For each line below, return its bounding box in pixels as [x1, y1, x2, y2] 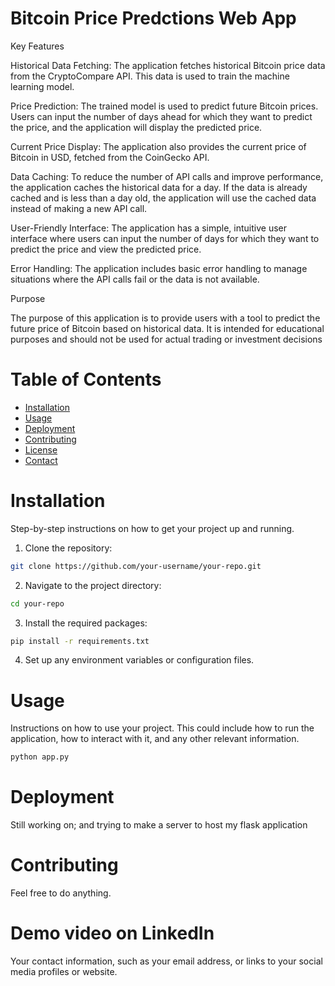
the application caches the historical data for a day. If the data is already [10, 181, 308, 193]
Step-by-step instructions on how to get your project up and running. [10, 522, 295, 534]
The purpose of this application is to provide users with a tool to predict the [10, 312, 321, 324]
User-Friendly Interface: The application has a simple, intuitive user [10, 222, 287, 234]
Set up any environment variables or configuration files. [24, 654, 255, 666]
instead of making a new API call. [10, 202, 148, 214]
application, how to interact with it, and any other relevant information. [10, 733, 300, 745]
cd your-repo [10, 598, 65, 609]
